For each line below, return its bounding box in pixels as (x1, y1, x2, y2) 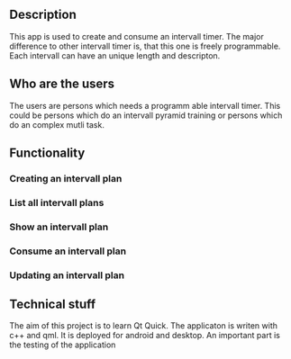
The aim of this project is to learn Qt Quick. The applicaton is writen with (9, 320, 277, 331)
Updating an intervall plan (9, 269, 124, 282)
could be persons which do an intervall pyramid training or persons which (9, 110, 283, 121)
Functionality (9, 146, 86, 161)
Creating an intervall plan (9, 172, 123, 184)
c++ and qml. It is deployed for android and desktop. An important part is (9, 330, 281, 341)
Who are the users (9, 76, 115, 92)
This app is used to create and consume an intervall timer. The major (9, 31, 264, 41)
